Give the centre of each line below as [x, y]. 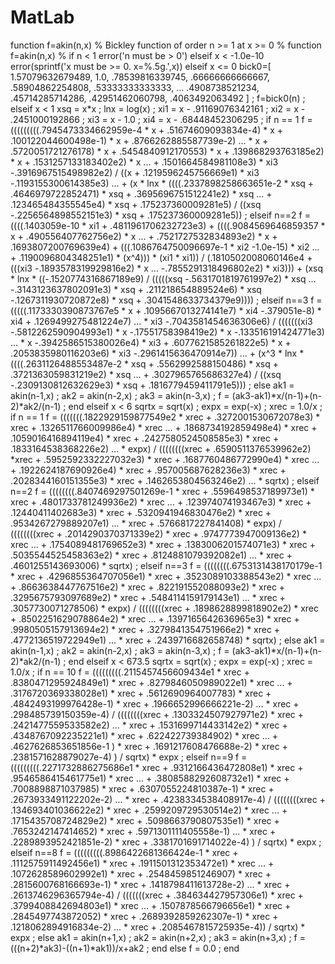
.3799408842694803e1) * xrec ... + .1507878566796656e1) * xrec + [151, 905]
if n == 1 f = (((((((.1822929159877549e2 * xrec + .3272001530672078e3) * [165, 417]
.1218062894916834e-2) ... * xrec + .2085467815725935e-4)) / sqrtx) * [158, 927]
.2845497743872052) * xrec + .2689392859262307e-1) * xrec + [144, 916]
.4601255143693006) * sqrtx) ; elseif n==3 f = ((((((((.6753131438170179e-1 [166, 565]
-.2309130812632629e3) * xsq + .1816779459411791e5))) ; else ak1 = [152, 385]
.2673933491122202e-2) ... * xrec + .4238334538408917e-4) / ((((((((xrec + [168, 799]
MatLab [42, 17]
